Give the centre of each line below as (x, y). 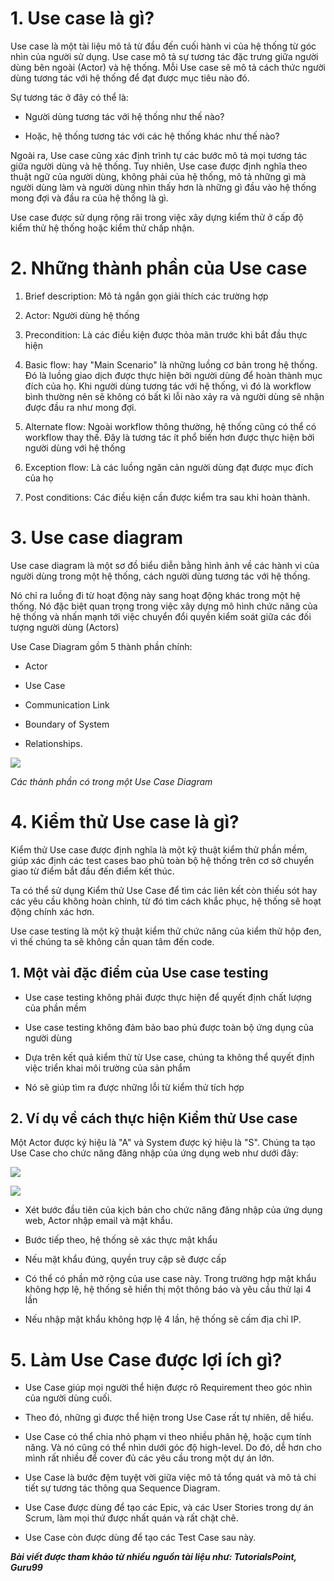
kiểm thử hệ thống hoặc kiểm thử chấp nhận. (102, 228)
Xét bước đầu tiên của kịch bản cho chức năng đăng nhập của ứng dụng (173, 1210)
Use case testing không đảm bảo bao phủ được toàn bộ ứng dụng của (169, 1027)
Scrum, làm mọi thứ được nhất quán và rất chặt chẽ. (131, 1518)
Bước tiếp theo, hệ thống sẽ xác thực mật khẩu (121, 1240)
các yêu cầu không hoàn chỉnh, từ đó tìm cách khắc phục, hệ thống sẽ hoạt (166, 901)
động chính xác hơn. (52, 911)
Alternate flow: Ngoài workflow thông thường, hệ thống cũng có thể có (170, 426)
